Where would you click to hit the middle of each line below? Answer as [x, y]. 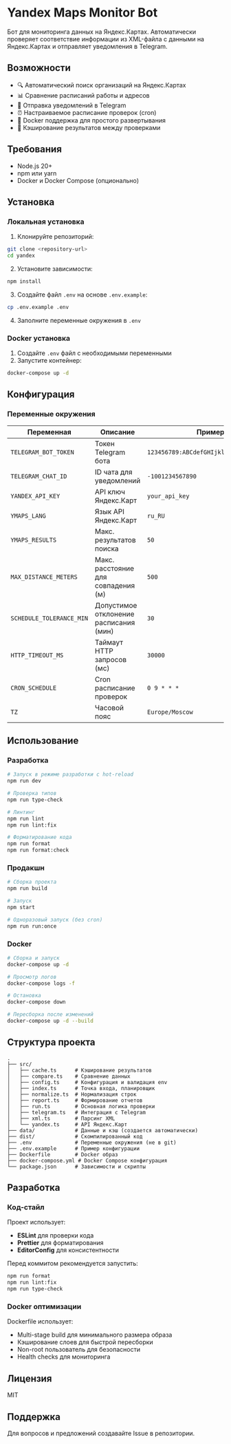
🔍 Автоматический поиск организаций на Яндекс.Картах [101, 85]
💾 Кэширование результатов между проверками [89, 127]
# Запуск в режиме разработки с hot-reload [70, 775]
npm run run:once [32, 926]
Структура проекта [51, 1042]
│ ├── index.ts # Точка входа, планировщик [81, 1088]
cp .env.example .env [38, 307]
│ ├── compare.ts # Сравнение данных [69, 1076]
